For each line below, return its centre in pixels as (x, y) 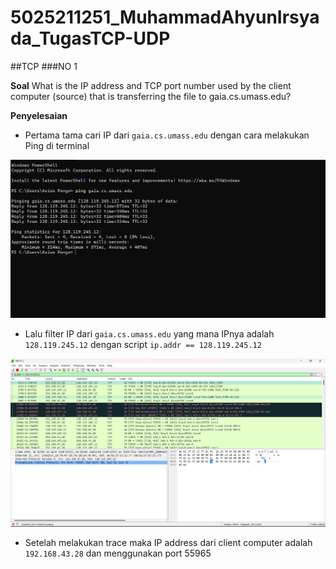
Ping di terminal (57, 145)
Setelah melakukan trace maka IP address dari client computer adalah (168, 542)
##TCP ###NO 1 (44, 66)
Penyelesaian (39, 115)
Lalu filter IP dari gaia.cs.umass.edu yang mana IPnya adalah (149, 334)
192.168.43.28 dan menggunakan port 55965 (118, 553)
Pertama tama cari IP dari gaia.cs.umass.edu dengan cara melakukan (167, 135)
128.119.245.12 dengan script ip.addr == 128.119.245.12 (143, 345)
